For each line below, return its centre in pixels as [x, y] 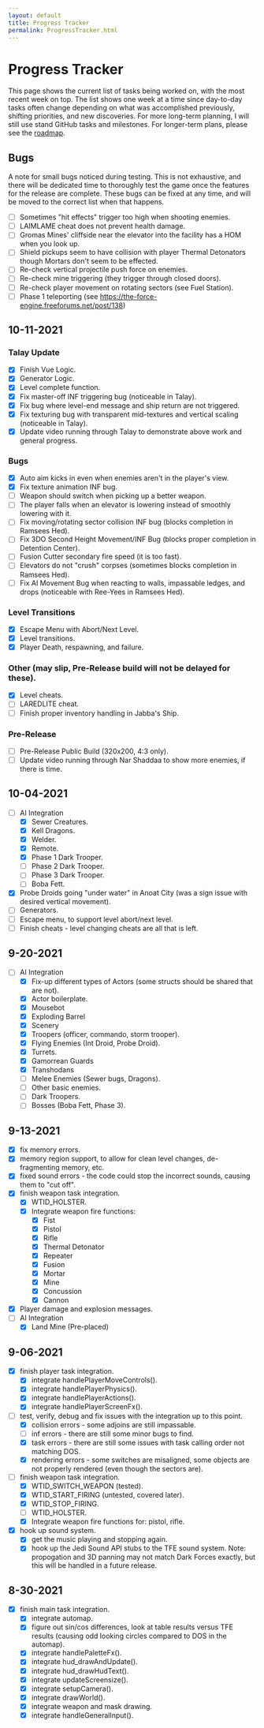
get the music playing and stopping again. [99, 1539]
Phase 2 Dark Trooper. [68, 866]
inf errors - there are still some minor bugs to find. [113, 1434]
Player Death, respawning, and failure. [82, 647]
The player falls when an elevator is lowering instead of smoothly [125, 505]
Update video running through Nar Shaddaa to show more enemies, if [132, 760]
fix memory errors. [50, 1150]
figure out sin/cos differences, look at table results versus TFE [132, 1627]
